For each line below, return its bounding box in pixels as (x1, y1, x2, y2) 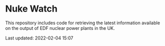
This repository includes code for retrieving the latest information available (5, 20, 160, 26)
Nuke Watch (5, 3, 58, 15)
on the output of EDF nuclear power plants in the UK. (5, 25, 115, 31)
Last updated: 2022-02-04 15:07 (5, 35, 74, 41)
